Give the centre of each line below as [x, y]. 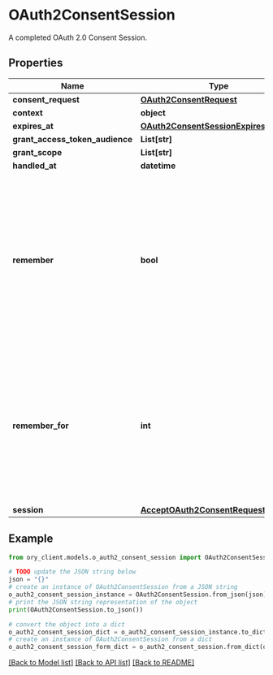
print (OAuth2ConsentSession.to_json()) [76, 610]
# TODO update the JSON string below [72, 572]
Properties [36, 63]
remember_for [41, 426]
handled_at [35, 166]
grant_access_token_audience [72, 139]
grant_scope [37, 152]
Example [31, 539]
